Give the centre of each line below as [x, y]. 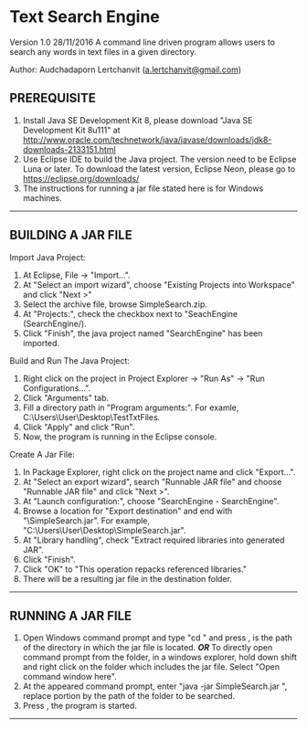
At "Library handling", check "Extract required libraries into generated [153, 540]
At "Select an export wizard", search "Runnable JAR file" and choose [152, 481]
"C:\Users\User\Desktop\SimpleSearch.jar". [104, 530]
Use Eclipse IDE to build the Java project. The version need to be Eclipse [159, 159]
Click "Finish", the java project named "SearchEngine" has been [143, 333]
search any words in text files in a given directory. [103, 51]
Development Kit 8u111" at [71, 130]
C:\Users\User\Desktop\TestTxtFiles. [91, 417]
